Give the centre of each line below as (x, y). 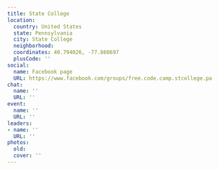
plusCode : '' (32, 59)
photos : (18, 143)
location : (21, 20)
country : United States (47, 26)
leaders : (20, 123)
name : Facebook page (43, 71)
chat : (15, 85)
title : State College (38, 14)
